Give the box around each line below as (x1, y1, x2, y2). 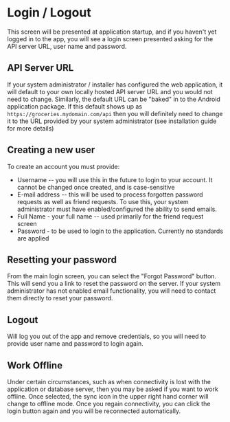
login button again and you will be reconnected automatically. (7, 407, 181, 415)
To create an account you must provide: (7, 162, 120, 170)
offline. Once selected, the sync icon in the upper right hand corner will (7, 392, 209, 400)
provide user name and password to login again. (7, 340, 144, 348)
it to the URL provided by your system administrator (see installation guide (7, 117, 217, 125)
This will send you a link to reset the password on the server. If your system (7, 280, 221, 288)
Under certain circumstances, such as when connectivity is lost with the (7, 378, 211, 386)
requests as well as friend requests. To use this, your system (16, 197, 189, 206)
